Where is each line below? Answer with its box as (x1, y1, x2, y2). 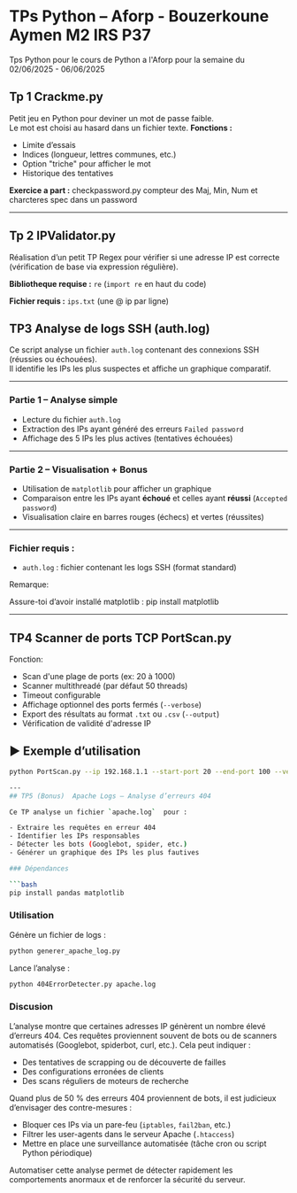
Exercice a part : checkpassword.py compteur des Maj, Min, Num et (9, 184, 258, 196)
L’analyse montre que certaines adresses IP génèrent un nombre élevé (9, 1020, 266, 1031)
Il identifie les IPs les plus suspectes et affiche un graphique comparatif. (9, 363, 271, 374)
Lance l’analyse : (9, 963, 71, 973)
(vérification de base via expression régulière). (9, 261, 179, 272)
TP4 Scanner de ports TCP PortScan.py (9, 631, 232, 646)
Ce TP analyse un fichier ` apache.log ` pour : (9, 808, 188, 817)
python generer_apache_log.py (9, 946, 121, 956)
